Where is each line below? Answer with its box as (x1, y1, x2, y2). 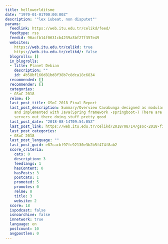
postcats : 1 (14, 175, 39, 180)
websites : (9, 40, 30, 45)
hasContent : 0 (14, 166, 43, 171)
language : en (9, 221, 37, 227)
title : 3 (14, 193, 32, 198)
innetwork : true (9, 217, 43, 222)
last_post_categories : (9, 128, 57, 133)
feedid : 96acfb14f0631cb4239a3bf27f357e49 (9, 36, 99, 41)
